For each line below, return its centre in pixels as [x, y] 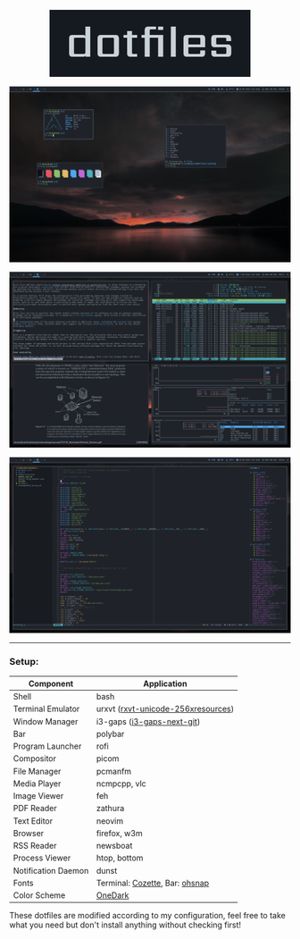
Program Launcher [47, 746]
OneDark [112, 895]
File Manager [37, 771]
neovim [110, 821]
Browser [29, 833]
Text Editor [33, 821]
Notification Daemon [51, 870]
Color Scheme [39, 895]
